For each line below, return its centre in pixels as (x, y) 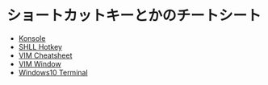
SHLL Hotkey (40, 47)
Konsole (32, 38)
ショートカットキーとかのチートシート (134, 16)
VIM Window (40, 63)
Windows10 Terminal (53, 72)
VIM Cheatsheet (45, 55)
